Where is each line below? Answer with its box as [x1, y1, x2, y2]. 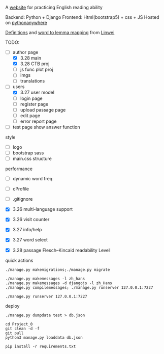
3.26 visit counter [12, 216, 50, 223]
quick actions [5, 257, 34, 263]
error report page [20, 118, 57, 124]
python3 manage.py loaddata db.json [5, 335, 83, 340]
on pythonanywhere [5, 20, 47, 25]
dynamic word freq [12, 176, 53, 182]
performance [5, 166, 33, 172]
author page [12, 49, 39, 55]
